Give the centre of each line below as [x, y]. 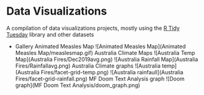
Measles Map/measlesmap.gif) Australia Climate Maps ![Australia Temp [105, 52]
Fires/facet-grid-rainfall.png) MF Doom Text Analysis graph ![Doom [100, 79]
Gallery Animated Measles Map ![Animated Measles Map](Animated [100, 46]
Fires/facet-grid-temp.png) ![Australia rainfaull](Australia [112, 72]
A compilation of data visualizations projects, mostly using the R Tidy [93, 28]
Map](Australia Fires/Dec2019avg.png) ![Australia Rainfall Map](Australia [107, 59]
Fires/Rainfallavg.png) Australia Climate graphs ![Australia [88, 66]
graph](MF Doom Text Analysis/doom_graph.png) [78, 85]
